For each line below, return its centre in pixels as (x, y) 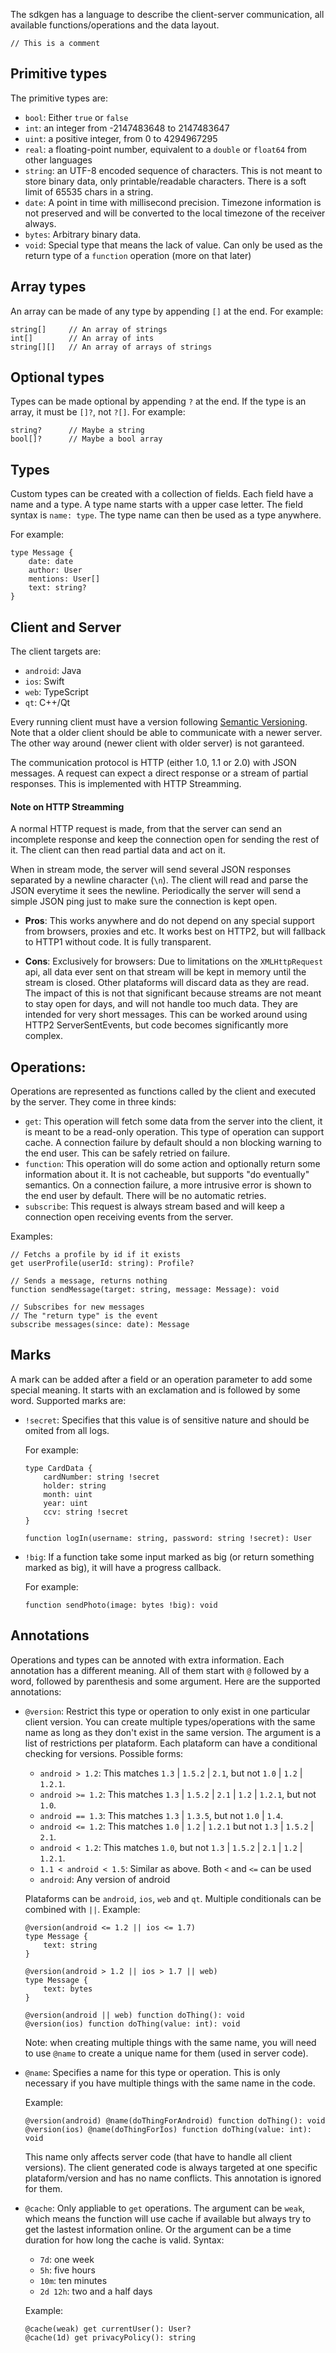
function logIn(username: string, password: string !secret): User (168, 1538)
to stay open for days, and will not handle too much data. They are (161, 1004)
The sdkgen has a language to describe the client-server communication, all (167, 14)
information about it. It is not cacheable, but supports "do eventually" (167, 1175)
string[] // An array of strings (89, 329)
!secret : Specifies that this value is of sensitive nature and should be (167, 1420)
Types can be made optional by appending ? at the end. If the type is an (158, 401)
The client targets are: (56, 651)
